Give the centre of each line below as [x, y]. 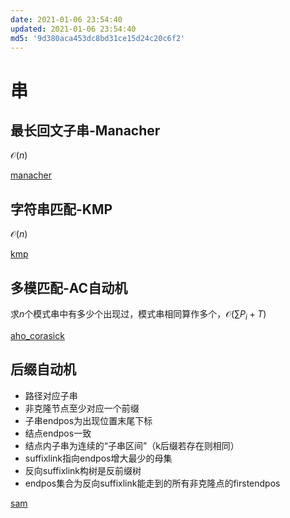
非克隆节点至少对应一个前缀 [82, 408]
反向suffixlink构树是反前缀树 [83, 470]
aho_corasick [37, 335]
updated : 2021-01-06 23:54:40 [73, 29]
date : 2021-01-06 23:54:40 [66, 19]
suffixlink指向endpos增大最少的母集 [98, 458]
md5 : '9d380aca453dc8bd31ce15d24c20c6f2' [98, 38]
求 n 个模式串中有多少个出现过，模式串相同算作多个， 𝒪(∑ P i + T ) [138, 315]
